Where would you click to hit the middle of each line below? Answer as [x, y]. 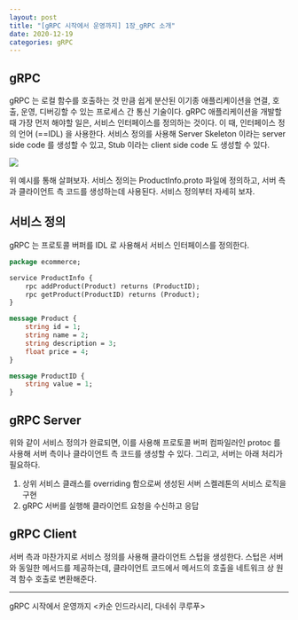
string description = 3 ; [71, 343]
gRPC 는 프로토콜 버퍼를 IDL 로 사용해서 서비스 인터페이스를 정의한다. [129, 245]
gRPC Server [45, 420]
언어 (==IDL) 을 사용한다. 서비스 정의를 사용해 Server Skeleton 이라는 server [152, 134]
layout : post [33, 17]
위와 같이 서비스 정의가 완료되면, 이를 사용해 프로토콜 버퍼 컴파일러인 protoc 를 [145, 442]
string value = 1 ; [59, 384]
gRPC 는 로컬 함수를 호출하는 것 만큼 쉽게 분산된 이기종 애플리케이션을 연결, [140, 101]
